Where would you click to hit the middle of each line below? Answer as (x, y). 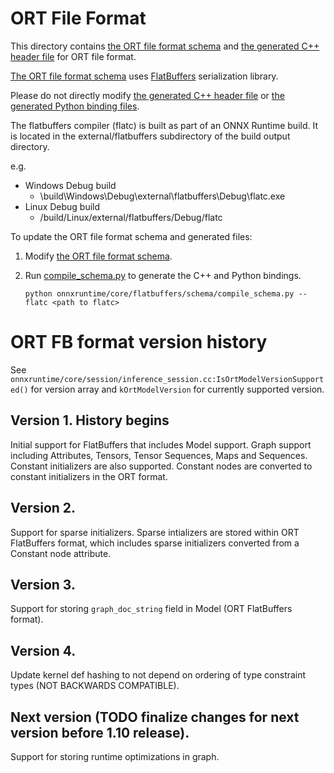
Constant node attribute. (61, 553)
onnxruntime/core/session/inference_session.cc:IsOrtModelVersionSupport (167, 379)
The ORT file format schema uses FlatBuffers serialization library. (144, 76)
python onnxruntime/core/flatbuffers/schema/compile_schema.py (159, 293)
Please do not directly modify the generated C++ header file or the (147, 95)
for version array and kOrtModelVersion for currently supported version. (177, 389)
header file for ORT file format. (73, 56)
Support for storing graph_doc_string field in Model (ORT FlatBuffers (151, 609)
